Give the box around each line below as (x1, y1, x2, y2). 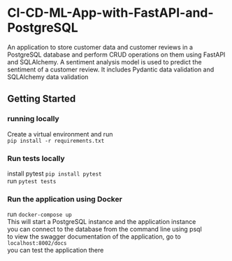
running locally (7, 114, 59, 124)
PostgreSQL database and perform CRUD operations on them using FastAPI (7, 50, 226, 59)
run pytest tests (7, 176, 57, 185)
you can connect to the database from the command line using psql (7, 225, 203, 234)
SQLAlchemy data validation (7, 72, 89, 81)
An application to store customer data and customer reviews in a (7, 43, 194, 51)
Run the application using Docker (7, 194, 122, 204)
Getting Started (7, 93, 76, 105)
